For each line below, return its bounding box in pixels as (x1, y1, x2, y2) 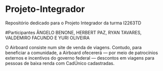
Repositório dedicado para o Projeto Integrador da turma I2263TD (5, 20, 141, 26)
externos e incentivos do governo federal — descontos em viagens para (5, 55, 154, 61)
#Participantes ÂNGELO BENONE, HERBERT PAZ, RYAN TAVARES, (5, 29, 142, 35)
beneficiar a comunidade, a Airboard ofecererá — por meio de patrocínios (5, 50, 158, 56)
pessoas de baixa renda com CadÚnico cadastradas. (5, 60, 115, 66)
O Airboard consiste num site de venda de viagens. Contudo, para (5, 44, 142, 50)
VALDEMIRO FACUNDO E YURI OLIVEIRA (5, 35, 90, 41)
